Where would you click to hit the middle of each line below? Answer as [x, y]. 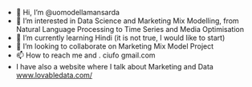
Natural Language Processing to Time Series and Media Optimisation [130, 29]
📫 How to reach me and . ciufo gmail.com [85, 55]
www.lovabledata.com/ [54, 75]
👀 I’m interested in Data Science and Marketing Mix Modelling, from [127, 21]
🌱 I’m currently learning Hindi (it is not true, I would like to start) [120, 38]
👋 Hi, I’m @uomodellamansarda [68, 12]
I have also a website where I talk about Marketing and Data [115, 67]
